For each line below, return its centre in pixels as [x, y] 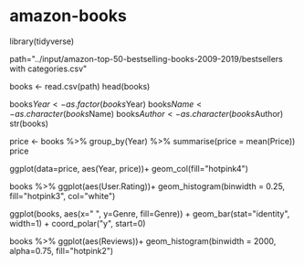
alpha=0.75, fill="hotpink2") [62, 250]
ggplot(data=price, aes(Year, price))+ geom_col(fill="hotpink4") [129, 168]
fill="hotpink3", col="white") [63, 196]
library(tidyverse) [42, 41]
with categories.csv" [48, 69]
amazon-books [68, 16]
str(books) [29, 123]
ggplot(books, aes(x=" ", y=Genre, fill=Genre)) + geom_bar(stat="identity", [150, 213]
